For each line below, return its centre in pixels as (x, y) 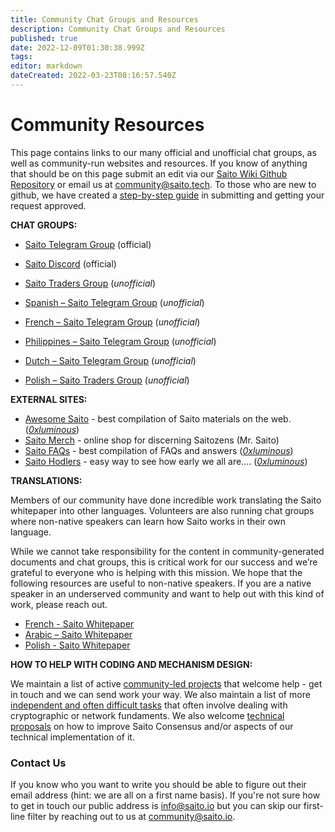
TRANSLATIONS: (46, 480)
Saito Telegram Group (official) (88, 244)
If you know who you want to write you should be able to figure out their (158, 785)
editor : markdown (46, 66)
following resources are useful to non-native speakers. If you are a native (161, 583)
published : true (44, 38)
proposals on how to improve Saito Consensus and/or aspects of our (152, 726)
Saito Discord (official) (70, 263)
